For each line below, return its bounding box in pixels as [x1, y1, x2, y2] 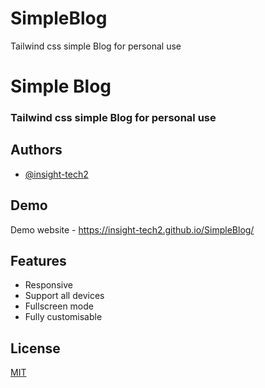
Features [10, 253, 67, 270]
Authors [10, 142, 63, 159]
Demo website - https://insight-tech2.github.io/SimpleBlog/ [10, 223, 255, 236]
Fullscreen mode [24, 300, 95, 312]
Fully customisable [24, 311, 103, 323]
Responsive [24, 279, 73, 291]
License [10, 340, 61, 357]
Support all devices [24, 290, 105, 302]
